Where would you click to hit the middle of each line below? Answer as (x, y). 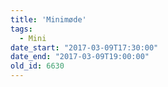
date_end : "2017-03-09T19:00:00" (80, 57)
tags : (21, 29)
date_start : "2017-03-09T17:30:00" (84, 47)
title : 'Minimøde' (48, 19)
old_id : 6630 (37, 66)
